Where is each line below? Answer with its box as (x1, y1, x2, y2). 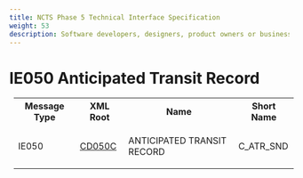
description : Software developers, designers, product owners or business (9, 29, 292, 38)
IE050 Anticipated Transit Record (9, 68, 260, 88)
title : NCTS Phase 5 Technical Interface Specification (9, 12, 220, 22)
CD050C (79, 140, 117, 152)
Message (24, 100, 65, 112)
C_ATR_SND (238, 140, 289, 152)
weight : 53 (9, 21, 50, 30)
